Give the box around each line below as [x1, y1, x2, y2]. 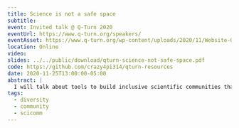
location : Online [7, 43, 59, 50]
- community [14, 103, 50, 110]
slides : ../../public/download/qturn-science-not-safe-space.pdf [7, 57, 205, 64]
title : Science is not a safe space [7, 10, 116, 18]
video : [7, 50, 27, 58]
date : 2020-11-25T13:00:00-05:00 [7, 70, 107, 77]
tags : [7, 90, 23, 97]
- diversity [14, 97, 50, 104]
